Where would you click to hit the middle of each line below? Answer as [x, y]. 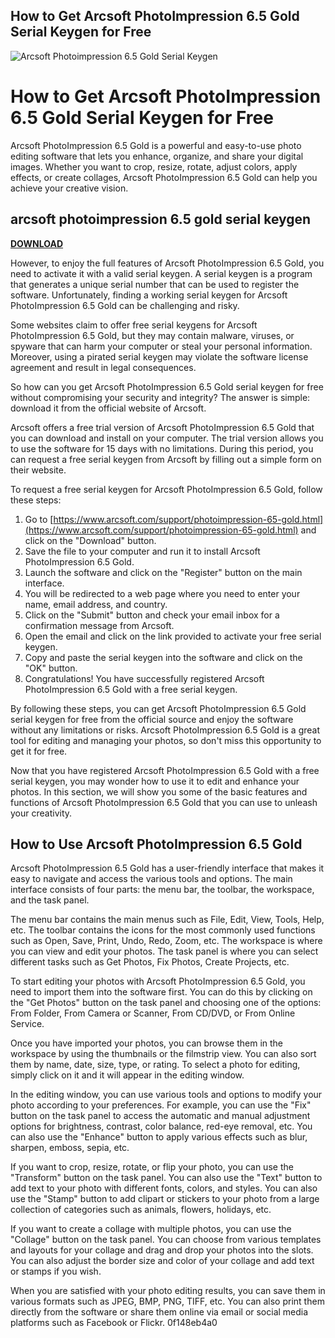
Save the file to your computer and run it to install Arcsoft [142, 551]
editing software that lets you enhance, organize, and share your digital [157, 156]
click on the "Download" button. [90, 540]
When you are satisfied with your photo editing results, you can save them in [168, 1291]
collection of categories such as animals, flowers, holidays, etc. [141, 1210]
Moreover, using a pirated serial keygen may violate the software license [159, 356]
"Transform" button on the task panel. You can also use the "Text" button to [166, 1178]
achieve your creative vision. [69, 188]
